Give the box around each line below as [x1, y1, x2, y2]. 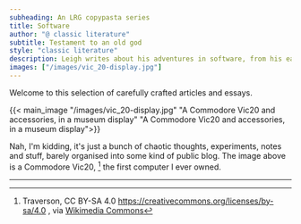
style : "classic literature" [9, 46, 118, 55]
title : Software [9, 21, 70, 30]
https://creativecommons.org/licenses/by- [117, 195, 274, 206]
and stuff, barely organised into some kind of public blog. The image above [9, 150, 287, 161]
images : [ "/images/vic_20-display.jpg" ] [9, 63, 163, 72]
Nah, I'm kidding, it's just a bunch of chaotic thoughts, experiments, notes [9, 140, 282, 152]
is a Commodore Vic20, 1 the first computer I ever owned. [9, 160, 222, 172]
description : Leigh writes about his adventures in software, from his [9, 54, 282, 63]
